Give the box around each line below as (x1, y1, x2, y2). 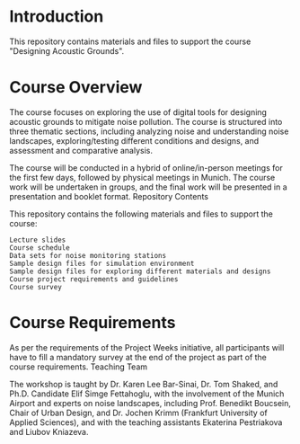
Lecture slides (9, 235, 66, 244)
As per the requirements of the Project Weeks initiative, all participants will (9, 342, 285, 352)
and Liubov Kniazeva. (9, 426, 89, 437)
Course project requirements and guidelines (9, 274, 179, 284)
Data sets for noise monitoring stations (9, 251, 167, 260)
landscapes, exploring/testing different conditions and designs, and (9, 135, 260, 146)
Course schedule (9, 243, 70, 253)
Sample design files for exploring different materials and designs (9, 267, 271, 276)
